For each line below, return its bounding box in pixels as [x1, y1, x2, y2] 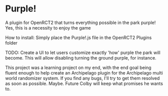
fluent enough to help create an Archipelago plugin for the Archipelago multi [5, 69, 163, 75]
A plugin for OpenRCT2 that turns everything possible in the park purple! [5, 19, 156, 25]
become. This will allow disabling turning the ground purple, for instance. [5, 54, 157, 60]
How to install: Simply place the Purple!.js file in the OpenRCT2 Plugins [5, 34, 152, 40]
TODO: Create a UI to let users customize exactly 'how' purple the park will [5, 49, 161, 55]
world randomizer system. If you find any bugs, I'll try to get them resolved [5, 75, 160, 81]
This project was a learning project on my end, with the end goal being [5, 64, 152, 70]
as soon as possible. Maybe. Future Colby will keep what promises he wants [5, 80, 163, 86]
